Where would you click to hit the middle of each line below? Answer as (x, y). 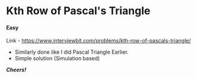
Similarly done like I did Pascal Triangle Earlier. (72, 52)
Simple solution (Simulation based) (57, 58)
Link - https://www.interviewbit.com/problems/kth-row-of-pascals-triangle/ (99, 41)
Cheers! (16, 70)
